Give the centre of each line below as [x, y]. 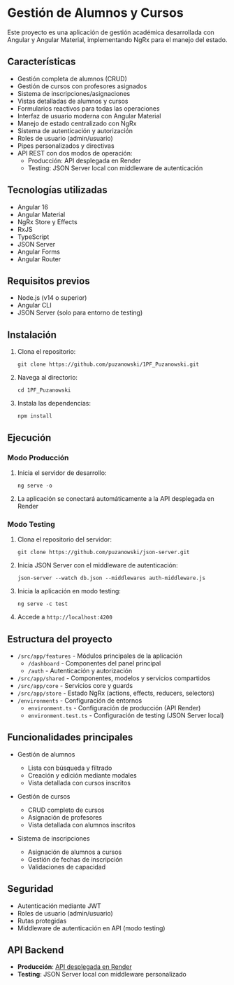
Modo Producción [38, 457]
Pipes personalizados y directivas [66, 146]
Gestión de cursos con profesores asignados [82, 86]
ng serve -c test [43, 604]
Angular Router [39, 259]
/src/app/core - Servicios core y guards [75, 685]
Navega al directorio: [47, 378]
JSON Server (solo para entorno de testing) [80, 312]
